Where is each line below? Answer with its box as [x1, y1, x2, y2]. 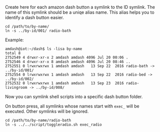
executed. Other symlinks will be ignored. [5, 108, 89, 114]
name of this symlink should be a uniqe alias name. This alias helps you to [5, 9, 155, 15]
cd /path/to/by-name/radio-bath [5, 118, 71, 123]
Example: [5, 37, 24, 43]
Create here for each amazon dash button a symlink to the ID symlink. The [5, 4, 156, 10]
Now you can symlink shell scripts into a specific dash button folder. [5, 94, 143, 100]
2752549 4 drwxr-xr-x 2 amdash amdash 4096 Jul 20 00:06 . [5, 55, 129, 60]
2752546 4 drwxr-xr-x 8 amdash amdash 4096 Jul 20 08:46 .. [5, 59, 131, 64]
